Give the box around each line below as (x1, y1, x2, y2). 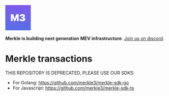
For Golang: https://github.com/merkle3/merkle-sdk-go (12, 79, 129, 85)
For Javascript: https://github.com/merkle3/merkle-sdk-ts (12, 85, 134, 91)
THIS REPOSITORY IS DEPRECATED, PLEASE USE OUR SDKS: (5, 70, 135, 76)
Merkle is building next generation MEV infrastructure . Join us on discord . (5, 35, 164, 41)
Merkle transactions (5, 53, 93, 65)
